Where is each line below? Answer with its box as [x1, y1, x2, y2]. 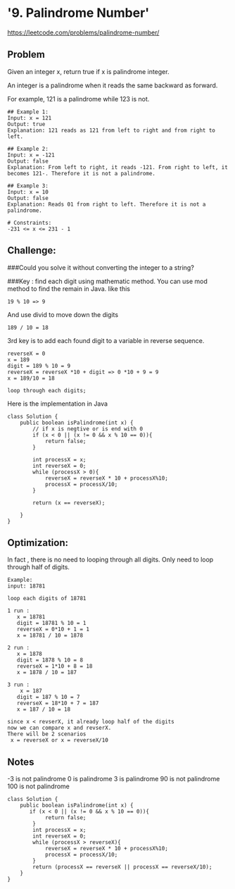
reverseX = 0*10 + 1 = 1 [16, 626, 90, 633]
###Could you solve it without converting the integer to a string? [7, 263, 195, 272]
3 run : [7, 681, 30, 688]
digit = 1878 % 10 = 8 [16, 657, 83, 664]
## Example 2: [7, 145, 49, 152]
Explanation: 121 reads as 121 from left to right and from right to [7, 127, 216, 134]
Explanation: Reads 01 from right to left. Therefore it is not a [7, 201, 206, 208]
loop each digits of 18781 [7, 595, 87, 602]
